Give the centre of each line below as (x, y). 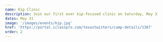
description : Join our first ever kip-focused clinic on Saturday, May (79, 14)
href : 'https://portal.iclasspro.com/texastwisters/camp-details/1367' (79, 28)
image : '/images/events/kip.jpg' (39, 23)
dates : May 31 (19, 18)
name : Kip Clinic (23, 9)
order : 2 (14, 32)
